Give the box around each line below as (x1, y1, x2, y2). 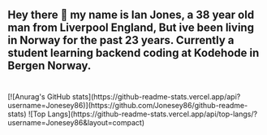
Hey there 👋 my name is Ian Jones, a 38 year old (7, 8, 255, 22)
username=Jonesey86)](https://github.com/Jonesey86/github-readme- (7, 100, 248, 110)
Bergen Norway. (7, 59, 92, 73)
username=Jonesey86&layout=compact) (7, 117, 145, 127)
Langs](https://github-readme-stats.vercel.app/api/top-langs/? (47, 109, 257, 119)
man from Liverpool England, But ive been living (7, 21, 255, 35)
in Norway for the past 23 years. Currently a (7, 33, 235, 47)
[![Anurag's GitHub (7, 91, 71, 102)
